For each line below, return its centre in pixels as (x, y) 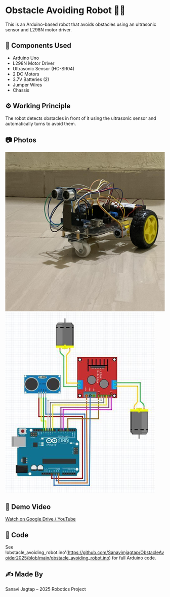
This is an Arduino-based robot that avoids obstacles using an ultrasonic (81, 24)
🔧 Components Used (38, 46)
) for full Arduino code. (133, 558)
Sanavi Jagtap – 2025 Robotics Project (46, 589)
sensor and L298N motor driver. (38, 29)
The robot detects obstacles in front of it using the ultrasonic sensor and (81, 118)
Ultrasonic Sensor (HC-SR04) (44, 68)
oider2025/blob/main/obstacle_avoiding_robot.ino (57, 558)
